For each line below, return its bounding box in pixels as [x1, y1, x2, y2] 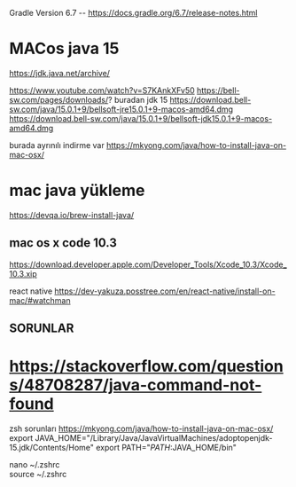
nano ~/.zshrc [9, 460, 60, 470]
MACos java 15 [9, 39, 120, 59]
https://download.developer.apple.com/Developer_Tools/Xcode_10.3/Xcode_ [9, 259, 287, 270]
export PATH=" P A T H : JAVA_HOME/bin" [96, 443, 238, 453]
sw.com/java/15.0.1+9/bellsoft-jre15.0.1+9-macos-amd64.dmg [9, 104, 233, 114]
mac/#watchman [9, 295, 71, 305]
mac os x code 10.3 [9, 235, 118, 251]
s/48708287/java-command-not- [9, 375, 262, 396]
